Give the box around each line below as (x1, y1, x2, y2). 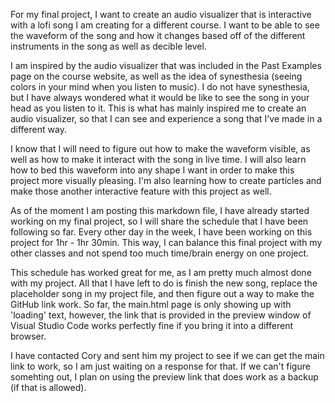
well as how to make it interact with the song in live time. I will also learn (10, 154, 307, 165)
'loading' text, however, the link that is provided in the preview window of (10, 309, 312, 321)
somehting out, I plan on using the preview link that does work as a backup (10, 371, 319, 383)
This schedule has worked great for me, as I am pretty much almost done (10, 267, 312, 278)
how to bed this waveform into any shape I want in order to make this (10, 164, 295, 176)
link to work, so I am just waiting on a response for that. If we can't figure (10, 360, 311, 372)
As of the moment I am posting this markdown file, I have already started (10, 205, 310, 216)
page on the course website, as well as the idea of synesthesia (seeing (10, 70, 303, 82)
